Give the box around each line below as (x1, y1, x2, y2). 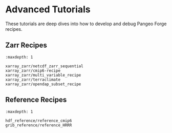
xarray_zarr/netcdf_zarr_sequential (5, 63, 83, 69)
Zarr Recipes (5, 41, 47, 50)
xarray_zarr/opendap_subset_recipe (5, 81, 81, 87)
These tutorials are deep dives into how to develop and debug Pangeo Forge (5, 21, 167, 27)
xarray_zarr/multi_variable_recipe (5, 72, 81, 78)
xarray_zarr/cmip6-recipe (5, 68, 60, 73)
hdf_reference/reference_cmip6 (5, 118, 72, 123)
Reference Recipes (5, 96, 67, 104)
